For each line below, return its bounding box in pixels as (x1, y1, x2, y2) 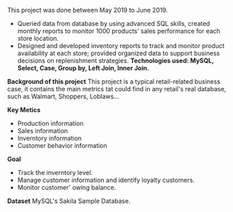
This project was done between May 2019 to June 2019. (7, 6, 168, 14)
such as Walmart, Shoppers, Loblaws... (7, 92, 120, 100)
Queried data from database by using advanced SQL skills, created (17, 20, 211, 27)
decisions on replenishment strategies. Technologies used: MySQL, (17, 56, 214, 65)
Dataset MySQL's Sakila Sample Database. (7, 197, 131, 205)
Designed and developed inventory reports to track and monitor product (17, 42, 225, 50)
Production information (17, 119, 84, 128)
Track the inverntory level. (17, 169, 93, 176)
